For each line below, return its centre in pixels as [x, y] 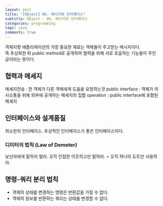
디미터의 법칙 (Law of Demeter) [41, 145]
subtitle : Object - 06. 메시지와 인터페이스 [46, 19]
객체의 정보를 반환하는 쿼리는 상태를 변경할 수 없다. [60, 198]
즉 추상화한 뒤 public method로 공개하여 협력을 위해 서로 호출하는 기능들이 [76, 53]
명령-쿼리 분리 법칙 [32, 180]
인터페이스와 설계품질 [35, 118]
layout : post [18, 10]
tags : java [16, 28]
